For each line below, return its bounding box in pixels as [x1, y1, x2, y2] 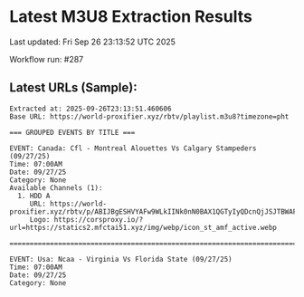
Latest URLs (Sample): [9, 80, 138, 96]
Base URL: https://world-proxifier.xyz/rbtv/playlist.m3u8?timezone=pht [9, 111, 290, 121]
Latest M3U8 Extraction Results [9, 6, 253, 27]
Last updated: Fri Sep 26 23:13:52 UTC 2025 [9, 36, 176, 47]
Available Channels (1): [9, 183, 103, 192]
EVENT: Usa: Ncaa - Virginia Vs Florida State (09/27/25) [9, 254, 233, 263]
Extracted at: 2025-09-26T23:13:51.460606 [9, 104, 172, 113]
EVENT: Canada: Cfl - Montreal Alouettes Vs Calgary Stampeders [9, 143, 257, 153]
